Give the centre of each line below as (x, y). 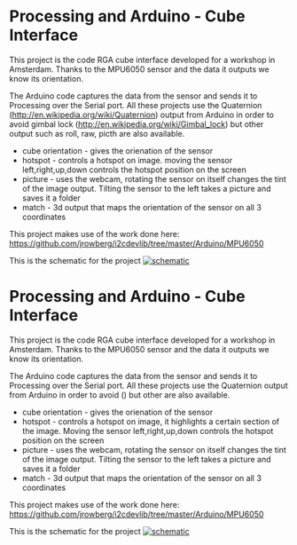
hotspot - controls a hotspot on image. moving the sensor (127, 160)
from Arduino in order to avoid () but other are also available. (120, 395)
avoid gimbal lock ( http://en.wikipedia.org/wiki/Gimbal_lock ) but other (137, 124)
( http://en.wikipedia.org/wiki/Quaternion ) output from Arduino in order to (142, 115)
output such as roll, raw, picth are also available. (97, 133)
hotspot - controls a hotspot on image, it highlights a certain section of (151, 421)
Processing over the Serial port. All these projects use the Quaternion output (148, 385)
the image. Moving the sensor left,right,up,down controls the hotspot (148, 430)
